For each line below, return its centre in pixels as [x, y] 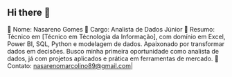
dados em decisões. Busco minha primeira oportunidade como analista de [113, 51]
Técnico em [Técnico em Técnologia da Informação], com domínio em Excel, [116, 36]
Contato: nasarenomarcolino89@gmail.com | [70, 65]
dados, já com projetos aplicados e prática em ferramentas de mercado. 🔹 [113, 58]
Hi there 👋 [29, 13]
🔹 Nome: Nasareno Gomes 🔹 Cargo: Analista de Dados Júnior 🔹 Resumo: [111, 29]
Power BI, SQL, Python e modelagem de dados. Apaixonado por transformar [116, 44]
